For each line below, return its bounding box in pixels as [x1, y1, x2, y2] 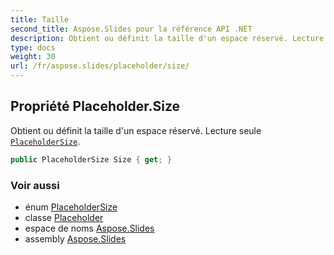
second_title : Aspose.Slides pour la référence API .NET [10, 24, 253, 34]
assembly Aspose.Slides [24, 232, 127, 245]
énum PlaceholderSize [24, 201, 118, 213]
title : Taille [10, 14, 70, 25]
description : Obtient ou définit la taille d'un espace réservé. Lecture [10, 33, 325, 43]
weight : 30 [10, 52, 56, 62]
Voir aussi [10, 178, 60, 192]
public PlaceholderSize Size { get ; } [10, 154, 172, 165]
